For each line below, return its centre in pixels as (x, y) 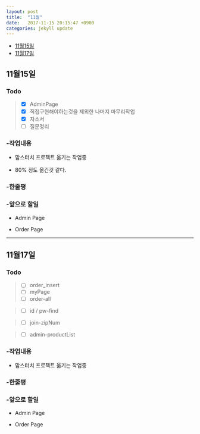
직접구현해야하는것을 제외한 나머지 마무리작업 (82, 111)
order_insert (45, 285)
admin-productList (52, 334)
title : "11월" (24, 17)
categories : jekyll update (40, 28)
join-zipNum (45, 322)
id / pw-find (44, 310)
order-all (40, 298)
